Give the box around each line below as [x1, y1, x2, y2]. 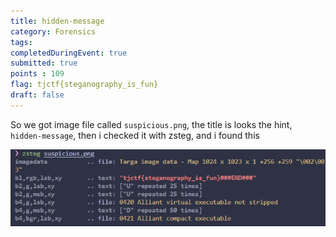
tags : [10, 37, 33, 47]
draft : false [10, 90, 65, 100]
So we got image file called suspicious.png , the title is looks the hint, [10, 118, 293, 130]
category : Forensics [10, 26, 97, 37]
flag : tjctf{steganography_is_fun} [10, 80, 159, 90]
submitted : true [10, 58, 78, 69]
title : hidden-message [10, 16, 105, 26]
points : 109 [10, 69, 65, 79]
